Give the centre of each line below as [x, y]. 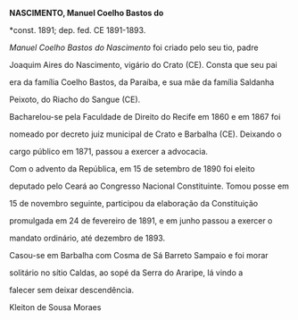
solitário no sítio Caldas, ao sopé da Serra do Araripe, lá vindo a [126, 273]
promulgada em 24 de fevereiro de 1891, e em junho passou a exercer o [141, 221]
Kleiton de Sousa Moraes [55, 307]
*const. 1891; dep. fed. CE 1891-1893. [78, 30]
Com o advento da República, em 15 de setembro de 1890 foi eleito [132, 168]
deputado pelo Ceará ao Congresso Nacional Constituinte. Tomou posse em [149, 186]
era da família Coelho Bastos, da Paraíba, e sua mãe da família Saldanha [142, 82]
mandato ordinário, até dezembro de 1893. [87, 238]
